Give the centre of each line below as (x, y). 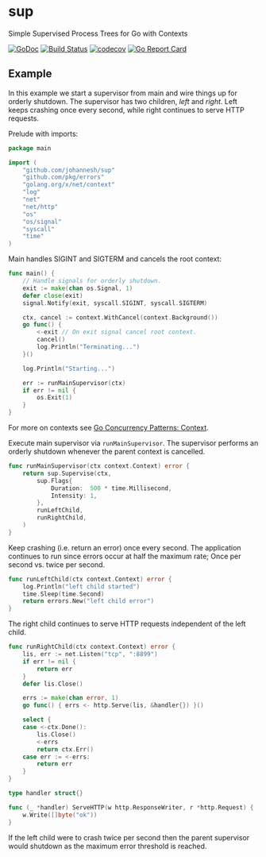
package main (30, 148)
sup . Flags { (55, 481)
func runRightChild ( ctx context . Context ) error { (92, 647)
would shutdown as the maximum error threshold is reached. (108, 846)
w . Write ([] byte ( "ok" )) (60, 815)
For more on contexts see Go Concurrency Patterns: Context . (108, 428)
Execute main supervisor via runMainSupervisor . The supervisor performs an (133, 443)
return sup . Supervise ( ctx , (67, 473)
